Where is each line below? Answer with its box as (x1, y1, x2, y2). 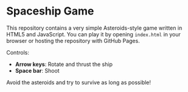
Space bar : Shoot (15, 67, 60, 74)
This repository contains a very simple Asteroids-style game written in (6, 24, 183, 31)
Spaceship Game (6, 4, 94, 18)
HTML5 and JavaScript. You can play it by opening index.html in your (6, 30, 181, 38)
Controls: (6, 48, 29, 56)
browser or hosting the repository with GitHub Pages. (6, 37, 140, 44)
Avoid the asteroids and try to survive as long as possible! (6, 79, 151, 86)
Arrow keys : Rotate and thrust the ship (15, 61, 113, 68)
